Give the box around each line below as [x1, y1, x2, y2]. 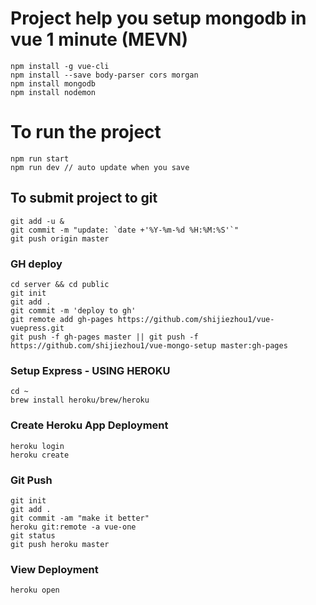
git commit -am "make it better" [10, 513, 150, 523]
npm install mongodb [10, 78, 97, 89]
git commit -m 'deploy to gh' [10, 305, 137, 316]
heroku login [10, 441, 65, 451]
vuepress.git [10, 323, 65, 333]
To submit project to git [10, 190, 158, 207]
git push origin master [10, 233, 110, 244]
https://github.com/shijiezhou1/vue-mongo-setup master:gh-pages [10, 340, 288, 351]
